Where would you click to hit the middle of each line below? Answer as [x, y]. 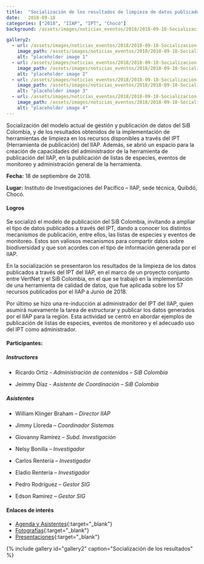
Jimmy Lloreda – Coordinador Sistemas [64, 425]
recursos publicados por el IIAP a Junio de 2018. [67, 291]
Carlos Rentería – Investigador [53, 461]
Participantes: [25, 343]
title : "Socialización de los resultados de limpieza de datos [89, 12]
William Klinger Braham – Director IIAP [63, 414]
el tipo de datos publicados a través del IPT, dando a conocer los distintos [99, 228]
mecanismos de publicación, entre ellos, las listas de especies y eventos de [101, 234]
